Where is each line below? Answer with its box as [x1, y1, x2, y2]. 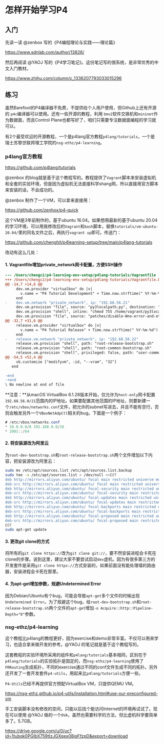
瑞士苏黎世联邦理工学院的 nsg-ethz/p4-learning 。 [5, 139, 105, 145]
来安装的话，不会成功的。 [5, 187, 57, 193]
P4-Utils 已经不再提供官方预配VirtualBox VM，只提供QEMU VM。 [5, 680, 137, 687]
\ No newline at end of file [5, 382, 64, 387]
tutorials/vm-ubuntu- [114, 224, 159, 230]
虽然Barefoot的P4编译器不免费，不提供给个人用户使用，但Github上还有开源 [5, 104, 157, 110]
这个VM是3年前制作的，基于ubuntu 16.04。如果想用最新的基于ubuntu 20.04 [5, 217, 158, 223]
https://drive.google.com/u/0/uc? [5, 728, 72, 734]
